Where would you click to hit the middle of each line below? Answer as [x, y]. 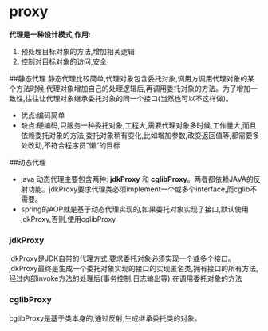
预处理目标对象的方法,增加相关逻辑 [77, 51]
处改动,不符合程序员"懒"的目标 [70, 145]
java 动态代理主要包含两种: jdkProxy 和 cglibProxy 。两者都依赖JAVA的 [137, 179]
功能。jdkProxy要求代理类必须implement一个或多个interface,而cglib [139, 189]
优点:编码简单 [43, 115]
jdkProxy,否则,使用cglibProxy [68, 219]
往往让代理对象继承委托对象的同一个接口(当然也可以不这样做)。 [129, 98]
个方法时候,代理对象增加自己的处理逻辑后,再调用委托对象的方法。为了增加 [130, 88]
